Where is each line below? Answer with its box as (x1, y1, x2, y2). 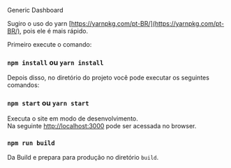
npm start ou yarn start (7, 98, 89, 108)
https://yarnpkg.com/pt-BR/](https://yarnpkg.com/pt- (70, 20, 225, 27)
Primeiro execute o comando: (7, 40, 92, 48)
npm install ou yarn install (7, 57, 104, 67)
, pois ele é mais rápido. (20, 27, 89, 35)
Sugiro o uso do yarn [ (7, 20, 72, 27)
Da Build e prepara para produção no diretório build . (7, 153, 159, 161)
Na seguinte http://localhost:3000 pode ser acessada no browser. (7, 121, 197, 130)
